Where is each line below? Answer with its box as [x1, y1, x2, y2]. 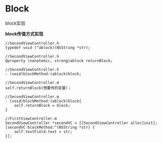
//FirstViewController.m [5, 116, 57, 121]
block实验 [5, 20, 26, 26]
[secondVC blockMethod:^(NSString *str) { [5, 124, 95, 130]
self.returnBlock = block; [14, 103, 70, 108]
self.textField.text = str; [14, 129, 72, 134]
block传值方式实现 [5, 30, 43, 36]
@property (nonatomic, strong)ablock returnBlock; [5, 58, 113, 63]
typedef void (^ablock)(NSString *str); [5, 45, 91, 50]
